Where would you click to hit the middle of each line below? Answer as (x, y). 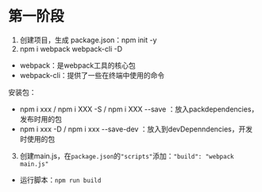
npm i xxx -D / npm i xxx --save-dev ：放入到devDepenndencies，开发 (136, 129)
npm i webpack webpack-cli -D (71, 49)
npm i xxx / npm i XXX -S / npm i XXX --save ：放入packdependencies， (139, 109)
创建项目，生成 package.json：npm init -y (88, 40)
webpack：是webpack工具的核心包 (78, 65)
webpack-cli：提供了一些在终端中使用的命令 (92, 75)
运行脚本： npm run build (60, 179)
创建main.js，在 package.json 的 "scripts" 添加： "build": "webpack (127, 155)
